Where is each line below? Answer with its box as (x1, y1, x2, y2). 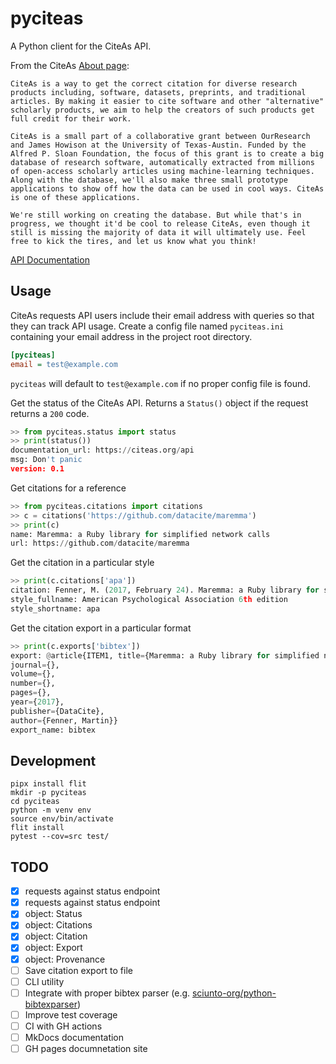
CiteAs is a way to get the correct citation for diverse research (10, 78, 298, 89)
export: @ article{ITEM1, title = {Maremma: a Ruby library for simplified (10, 650, 320, 661)
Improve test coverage (24, 1008, 118, 1021)
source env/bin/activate (10, 814, 114, 824)
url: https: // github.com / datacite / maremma (10, 538, 190, 549)
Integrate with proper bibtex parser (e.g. (24, 987, 191, 999)
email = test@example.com (10, 359, 118, 369)
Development (10, 752, 97, 769)
